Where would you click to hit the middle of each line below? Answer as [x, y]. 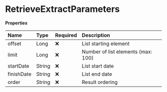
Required [66, 35]
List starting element [106, 43]
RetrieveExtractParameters [63, 9]
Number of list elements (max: [117, 52]
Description [96, 35]
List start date [98, 66]
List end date [97, 74]
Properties [16, 23]
